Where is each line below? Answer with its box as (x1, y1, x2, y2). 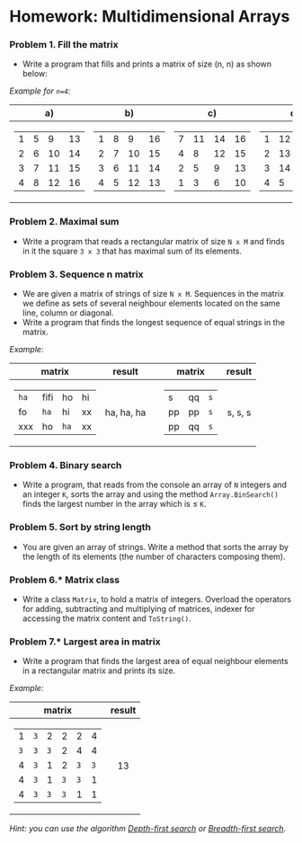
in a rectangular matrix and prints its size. (22, 665, 176, 676)
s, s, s (226, 406, 252, 419)
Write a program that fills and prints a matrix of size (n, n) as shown (22, 58, 272, 69)
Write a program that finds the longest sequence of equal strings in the (22, 317, 286, 328)
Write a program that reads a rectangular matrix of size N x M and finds (22, 235, 285, 246)
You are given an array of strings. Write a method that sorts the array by (22, 541, 289, 552)
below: (22, 68, 48, 79)
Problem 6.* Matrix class (9, 573, 120, 586)
